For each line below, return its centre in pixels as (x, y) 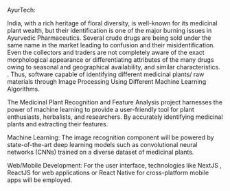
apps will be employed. (40, 180)
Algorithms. (23, 89)
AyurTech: (21, 10)
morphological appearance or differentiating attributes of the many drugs (111, 60)
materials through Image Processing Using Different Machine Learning (107, 81)
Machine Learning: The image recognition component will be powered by (111, 137)
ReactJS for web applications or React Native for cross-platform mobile (108, 172)
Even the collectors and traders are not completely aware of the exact (106, 52)
